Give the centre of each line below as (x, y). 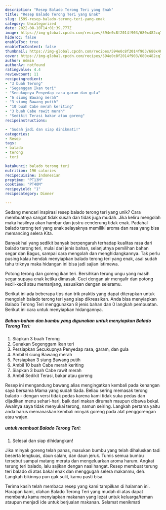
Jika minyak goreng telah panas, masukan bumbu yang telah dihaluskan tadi (83, 450)
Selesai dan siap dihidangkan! (42, 441)
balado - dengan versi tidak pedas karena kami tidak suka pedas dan (75, 395)
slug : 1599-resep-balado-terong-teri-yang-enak (55, 19)
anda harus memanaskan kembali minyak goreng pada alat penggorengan (81, 411)
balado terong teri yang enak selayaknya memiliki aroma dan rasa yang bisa (82, 228)
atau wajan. (17, 417)
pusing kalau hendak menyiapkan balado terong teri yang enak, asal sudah (81, 258)
